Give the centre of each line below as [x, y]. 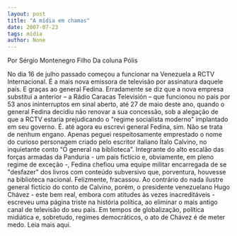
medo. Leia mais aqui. [39, 225]
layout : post [27, 14]
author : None [27, 40]
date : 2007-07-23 [33, 27]
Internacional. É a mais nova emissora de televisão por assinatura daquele [115, 82]
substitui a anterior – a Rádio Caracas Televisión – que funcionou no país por [119, 97]
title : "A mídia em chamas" [49, 21]
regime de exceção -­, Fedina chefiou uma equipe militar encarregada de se [117, 164]
